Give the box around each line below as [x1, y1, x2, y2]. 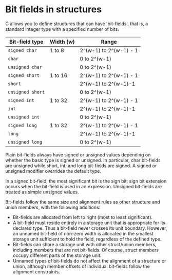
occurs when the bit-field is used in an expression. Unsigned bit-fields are [5, 183, 162, 189]
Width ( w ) [49, 38, 75, 45]
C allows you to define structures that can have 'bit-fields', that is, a [5, 21, 148, 27]
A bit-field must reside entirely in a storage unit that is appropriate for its [12, 219, 166, 226]
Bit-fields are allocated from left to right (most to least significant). [12, 214, 153, 220]
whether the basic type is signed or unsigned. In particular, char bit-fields [5, 157, 161, 163]
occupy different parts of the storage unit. [12, 252, 102, 258]
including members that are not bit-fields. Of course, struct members [12, 247, 159, 253]
